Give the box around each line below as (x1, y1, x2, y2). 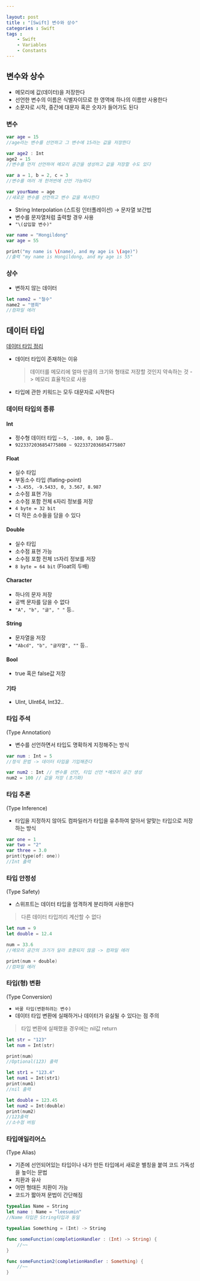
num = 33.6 (6, 941, 34, 947)
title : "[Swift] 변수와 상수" (6, 19, 78, 26)
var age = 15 (6, 133, 39, 140)
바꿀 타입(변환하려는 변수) (14, 1006, 71, 1012)
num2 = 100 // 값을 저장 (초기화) (6, 775, 84, 781)
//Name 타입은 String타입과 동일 (6, 1215, 80, 1221)
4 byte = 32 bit (14, 506, 56, 512)
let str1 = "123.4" (6, 1069, 55, 1076)
